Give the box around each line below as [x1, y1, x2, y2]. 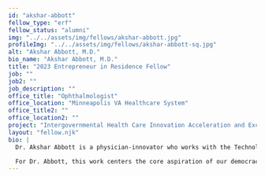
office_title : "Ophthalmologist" [8, 92, 118, 100]
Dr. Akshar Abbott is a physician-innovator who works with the [15, 143, 231, 151]
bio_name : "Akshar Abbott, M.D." [8, 56, 118, 64]
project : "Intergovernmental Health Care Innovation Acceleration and [8, 121, 245, 129]
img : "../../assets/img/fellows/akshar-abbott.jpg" [8, 33, 181, 42]
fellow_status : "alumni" [8, 26, 90, 34]
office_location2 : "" [8, 114, 80, 122]
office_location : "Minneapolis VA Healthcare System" [8, 99, 189, 107]
